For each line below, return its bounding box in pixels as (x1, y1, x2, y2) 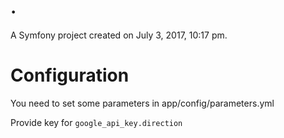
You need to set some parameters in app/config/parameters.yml (10, 97, 275, 109)
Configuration (10, 64, 130, 87)
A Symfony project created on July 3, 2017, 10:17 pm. (10, 29, 228, 41)
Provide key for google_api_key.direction (10, 116, 183, 128)
